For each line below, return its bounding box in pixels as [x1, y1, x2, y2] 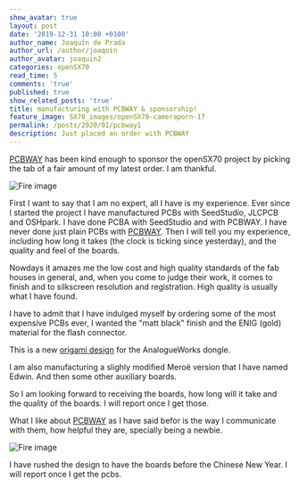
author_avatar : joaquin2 [9, 54, 102, 63]
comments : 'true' [9, 79, 74, 88]
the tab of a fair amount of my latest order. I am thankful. [9, 162, 217, 174]
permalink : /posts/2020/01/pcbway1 [9, 121, 142, 130]
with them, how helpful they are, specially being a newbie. [9, 425, 223, 435]
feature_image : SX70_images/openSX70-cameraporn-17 [9, 112, 205, 121]
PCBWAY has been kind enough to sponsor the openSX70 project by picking [9, 153, 291, 164]
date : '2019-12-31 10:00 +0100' [9, 29, 129, 38]
